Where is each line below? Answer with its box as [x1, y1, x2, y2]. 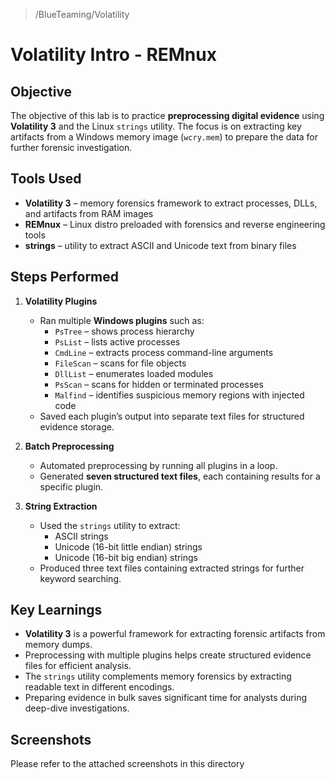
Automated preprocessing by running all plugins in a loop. [39, 459, 278, 471]
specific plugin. [39, 480, 104, 493]
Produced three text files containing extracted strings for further [39, 562, 305, 574]
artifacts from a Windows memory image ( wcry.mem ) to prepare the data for [10, 131, 319, 143]
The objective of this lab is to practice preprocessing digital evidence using [10, 110, 325, 121]
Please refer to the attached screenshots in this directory [10, 758, 245, 770]
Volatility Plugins [24, 295, 98, 307]
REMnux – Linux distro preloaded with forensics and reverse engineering [24, 218, 326, 230]
